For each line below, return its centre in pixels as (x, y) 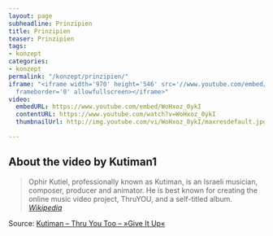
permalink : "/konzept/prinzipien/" (69, 76)
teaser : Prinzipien (41, 39)
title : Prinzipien (39, 31)
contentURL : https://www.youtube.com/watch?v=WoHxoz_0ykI (116, 115)
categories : (28, 62)
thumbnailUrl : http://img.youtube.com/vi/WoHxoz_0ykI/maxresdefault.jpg (141, 122)
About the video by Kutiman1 (82, 162)
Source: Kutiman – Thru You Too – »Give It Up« (87, 223)
